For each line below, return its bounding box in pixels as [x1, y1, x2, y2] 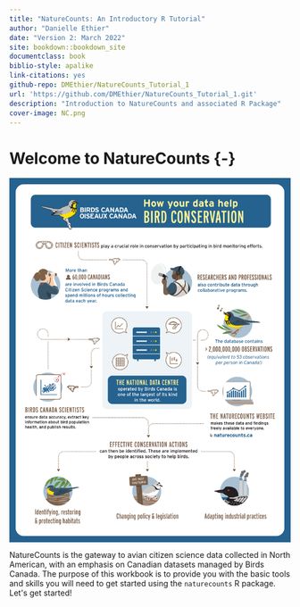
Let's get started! [9, 587, 73, 598]
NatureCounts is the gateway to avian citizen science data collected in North [9, 549, 291, 560]
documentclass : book [9, 52, 87, 62]
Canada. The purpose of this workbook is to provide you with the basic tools [9, 568, 290, 579]
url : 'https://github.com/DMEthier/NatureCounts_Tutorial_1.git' [9, 89, 257, 98]
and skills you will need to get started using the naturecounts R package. [9, 578, 277, 588]
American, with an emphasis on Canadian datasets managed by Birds [9, 559, 265, 570]
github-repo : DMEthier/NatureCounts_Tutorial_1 [9, 80, 190, 89]
